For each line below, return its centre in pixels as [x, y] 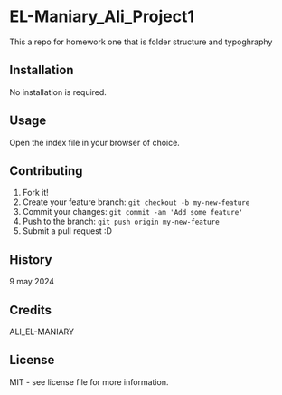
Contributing [46, 171]
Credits [31, 310]
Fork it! [36, 193]
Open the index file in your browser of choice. [95, 142]
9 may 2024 [32, 282]
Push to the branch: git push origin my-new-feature [121, 222]
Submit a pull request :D [67, 231]
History [31, 260]
